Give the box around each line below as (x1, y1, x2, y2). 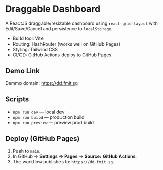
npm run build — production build (12, 114, 85, 120)
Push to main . (12, 148, 41, 154)
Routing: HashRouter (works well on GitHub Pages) (12, 40, 120, 47)
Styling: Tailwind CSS (12, 46, 58, 52)
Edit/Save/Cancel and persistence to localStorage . (5, 25, 113, 31)
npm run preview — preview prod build (12, 119, 94, 125)
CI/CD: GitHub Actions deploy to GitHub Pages (12, 52, 112, 58)
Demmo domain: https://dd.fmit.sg (5, 80, 78, 86)
